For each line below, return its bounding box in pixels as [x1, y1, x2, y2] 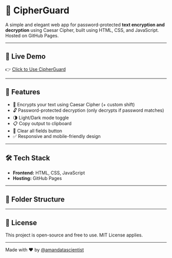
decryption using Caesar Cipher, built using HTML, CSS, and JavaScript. [5, 27, 159, 33]
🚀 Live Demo [5, 52, 46, 61]
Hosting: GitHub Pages [12, 175, 62, 182]
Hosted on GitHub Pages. [5, 32, 59, 38]
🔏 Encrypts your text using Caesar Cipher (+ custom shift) [12, 101, 135, 107]
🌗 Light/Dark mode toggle [12, 114, 69, 121]
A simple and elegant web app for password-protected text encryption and [5, 22, 165, 28]
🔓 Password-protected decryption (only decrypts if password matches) [12, 107, 164, 113]
